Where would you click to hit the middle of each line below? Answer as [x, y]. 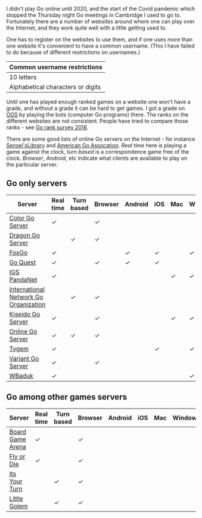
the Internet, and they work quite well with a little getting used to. [87, 28]
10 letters [23, 77]
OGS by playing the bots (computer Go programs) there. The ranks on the [97, 114]
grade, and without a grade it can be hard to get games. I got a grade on [96, 108]
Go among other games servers [67, 397]
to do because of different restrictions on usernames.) [73, 52]
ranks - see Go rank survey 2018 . [47, 127]
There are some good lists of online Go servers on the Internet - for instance [101, 139]
